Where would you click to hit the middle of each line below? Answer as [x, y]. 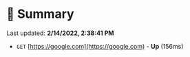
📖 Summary [40, 14]
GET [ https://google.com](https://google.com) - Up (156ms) [100, 46]
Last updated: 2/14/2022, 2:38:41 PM [60, 33]
